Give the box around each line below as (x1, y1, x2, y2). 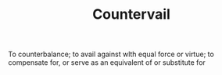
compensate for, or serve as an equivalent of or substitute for (8, 58, 206, 67)
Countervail (92, 5, 170, 23)
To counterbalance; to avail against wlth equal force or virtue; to (8, 49, 215, 59)
